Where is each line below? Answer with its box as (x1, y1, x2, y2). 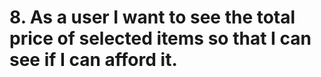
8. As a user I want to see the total (9, 6, 296, 29)
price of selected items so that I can (9, 27, 312, 50)
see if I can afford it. (9, 49, 178, 71)
